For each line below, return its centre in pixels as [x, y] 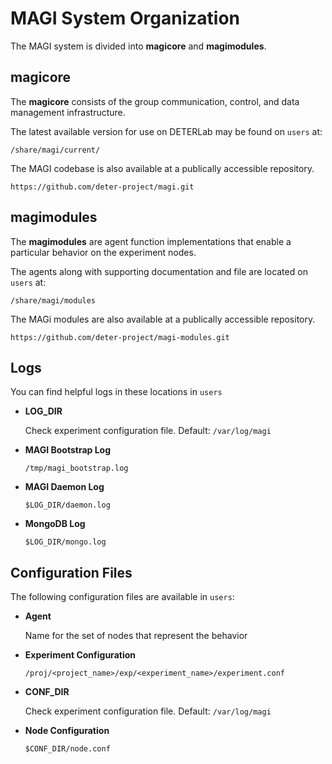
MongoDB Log [55, 524]
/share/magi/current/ [55, 150]
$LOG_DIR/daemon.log [67, 505]
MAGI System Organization [125, 18]
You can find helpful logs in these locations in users [116, 392]
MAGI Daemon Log [64, 487]
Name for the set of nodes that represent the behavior [136, 636]
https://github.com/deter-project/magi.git [102, 187]
